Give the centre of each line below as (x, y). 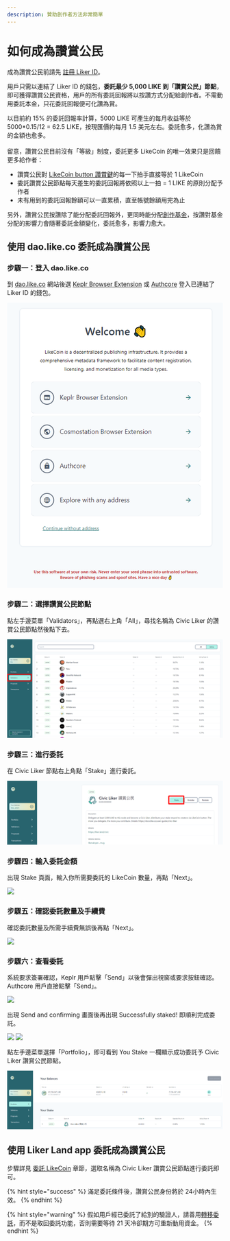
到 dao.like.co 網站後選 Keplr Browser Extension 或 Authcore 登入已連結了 (111, 284)
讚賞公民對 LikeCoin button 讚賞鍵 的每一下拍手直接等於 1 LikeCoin (110, 174)
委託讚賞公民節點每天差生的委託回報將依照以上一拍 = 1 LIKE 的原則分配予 (120, 182)
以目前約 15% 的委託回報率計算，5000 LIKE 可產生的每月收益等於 (99, 118)
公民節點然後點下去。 (43, 629)
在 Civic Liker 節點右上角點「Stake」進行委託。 (74, 771)
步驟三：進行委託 (35, 755)
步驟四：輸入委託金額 (42, 861)
